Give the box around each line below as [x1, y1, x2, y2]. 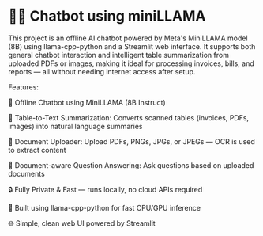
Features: [8, 82, 39, 92]
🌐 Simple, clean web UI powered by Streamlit [8, 218, 156, 228]
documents [8, 169, 45, 178]
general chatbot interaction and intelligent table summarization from [8, 50, 229, 59]
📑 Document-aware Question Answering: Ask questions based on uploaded [8, 160, 254, 169]
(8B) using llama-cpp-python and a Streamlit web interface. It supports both [8, 41, 256, 51]
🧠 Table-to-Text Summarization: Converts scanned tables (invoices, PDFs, [8, 112, 250, 122]
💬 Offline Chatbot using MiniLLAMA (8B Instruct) [8, 97, 166, 107]
